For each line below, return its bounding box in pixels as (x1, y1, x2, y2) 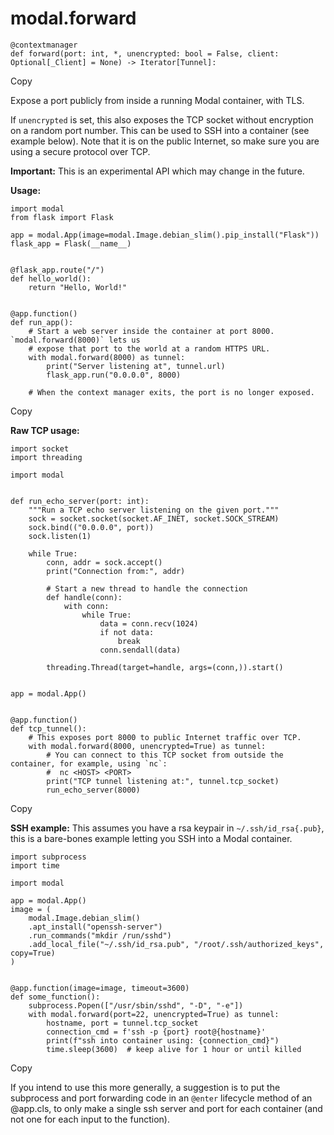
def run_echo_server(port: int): (10, 496, 150, 506)
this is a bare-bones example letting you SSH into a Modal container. (10, 832, 293, 844)
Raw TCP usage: (10, 424, 80, 436)
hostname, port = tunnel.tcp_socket (46, 1018, 199, 1028)
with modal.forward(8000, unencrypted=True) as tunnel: (28, 741, 267, 751)
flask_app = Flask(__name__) (10, 238, 132, 249)
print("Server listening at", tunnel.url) (46, 361, 226, 371)
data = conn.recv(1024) (99, 618, 199, 629)
